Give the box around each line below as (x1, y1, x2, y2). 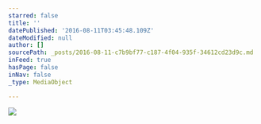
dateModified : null (8, 33, 73, 42)
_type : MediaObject (8, 78, 73, 86)
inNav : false (8, 71, 52, 79)
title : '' (8, 19, 41, 27)
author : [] (8, 41, 44, 49)
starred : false (8, 11, 59, 20)
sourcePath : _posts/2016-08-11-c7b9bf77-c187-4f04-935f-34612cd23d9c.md (8, 48, 254, 56)
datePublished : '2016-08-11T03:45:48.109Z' (8, 26, 155, 34)
